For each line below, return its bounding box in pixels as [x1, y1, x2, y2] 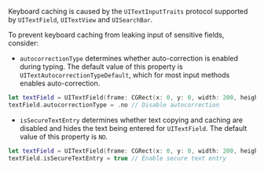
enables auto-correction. [19, 78, 101, 88]
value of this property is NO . [19, 132, 108, 141]
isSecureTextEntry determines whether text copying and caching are [19, 115, 244, 125]
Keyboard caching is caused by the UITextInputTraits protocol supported [8, 7, 248, 16]
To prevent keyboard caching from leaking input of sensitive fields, [8, 31, 225, 39]
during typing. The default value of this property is [19, 62, 183, 71]
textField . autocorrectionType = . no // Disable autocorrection [8, 101, 220, 109]
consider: [8, 38, 39, 48]
